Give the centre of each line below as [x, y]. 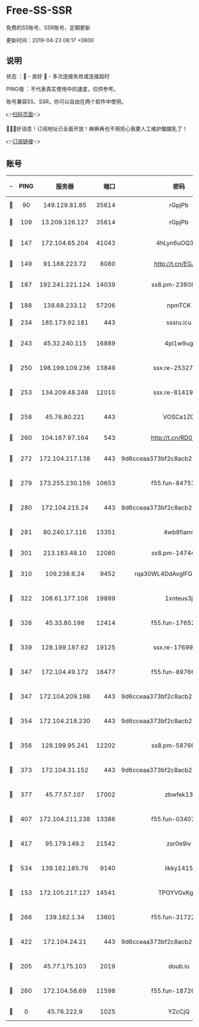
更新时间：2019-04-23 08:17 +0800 [50, 40]
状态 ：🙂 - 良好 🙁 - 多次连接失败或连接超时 [58, 76]
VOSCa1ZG [179, 417]
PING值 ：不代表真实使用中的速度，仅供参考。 [62, 89]
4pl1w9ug [179, 343]
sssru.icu [179, 322]
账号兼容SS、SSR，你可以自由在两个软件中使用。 [66, 101]
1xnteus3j [179, 598]
